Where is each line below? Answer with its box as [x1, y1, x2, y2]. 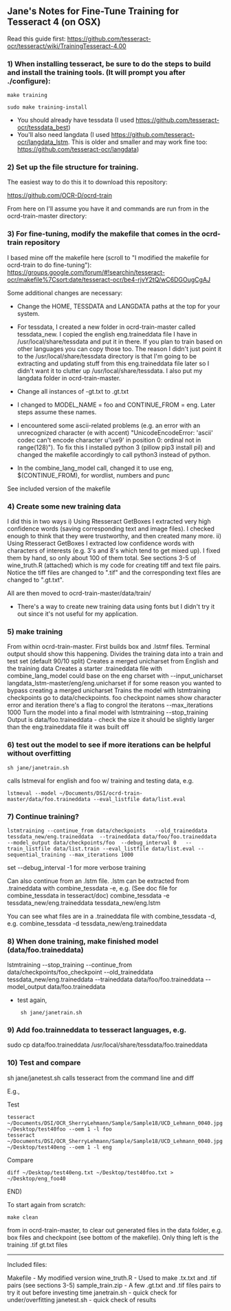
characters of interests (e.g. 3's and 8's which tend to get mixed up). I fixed [7, 546, 221, 555]
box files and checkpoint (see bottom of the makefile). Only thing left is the [7, 1233, 219, 1241]
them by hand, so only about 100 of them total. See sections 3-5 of [7, 554, 197, 562]
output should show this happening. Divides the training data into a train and [7, 650, 223, 658]
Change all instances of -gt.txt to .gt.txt [16, 387, 129, 395]
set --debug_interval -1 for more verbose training [7, 863, 146, 871]
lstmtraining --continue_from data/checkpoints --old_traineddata [7, 827, 208, 834]
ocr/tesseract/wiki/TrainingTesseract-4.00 [7, 41, 126, 50]
